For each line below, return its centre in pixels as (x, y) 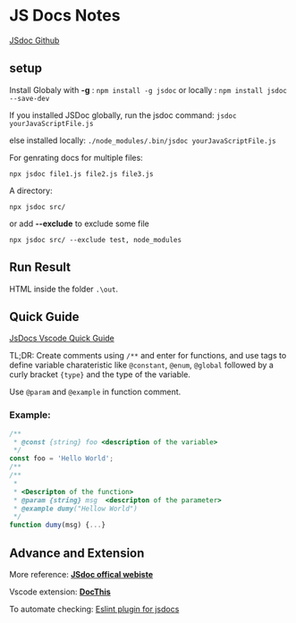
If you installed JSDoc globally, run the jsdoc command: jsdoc (123, 115)
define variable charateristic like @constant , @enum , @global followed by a (142, 365)
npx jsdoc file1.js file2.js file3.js (81, 174)
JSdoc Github (34, 40)
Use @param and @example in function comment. (95, 392)
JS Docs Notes (65, 16)
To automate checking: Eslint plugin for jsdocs (94, 609)
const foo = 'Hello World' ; (62, 459)
